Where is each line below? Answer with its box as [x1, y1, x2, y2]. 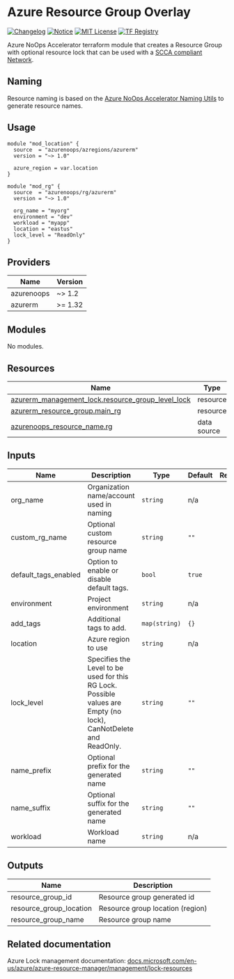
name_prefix [10, 765, 52, 775]
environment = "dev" [13, 213, 73, 220]
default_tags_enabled [10, 570, 81, 580]
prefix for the [87, 761, 130, 771]
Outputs [7, 860, 44, 872]
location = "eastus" [13, 225, 73, 232]
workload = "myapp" [13, 219, 70, 226]
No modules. [7, 342, 44, 351]
